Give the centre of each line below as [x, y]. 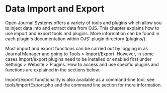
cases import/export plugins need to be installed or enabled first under [78, 59]
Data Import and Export [55, 9]
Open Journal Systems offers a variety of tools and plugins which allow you [83, 23]
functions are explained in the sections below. [53, 70]
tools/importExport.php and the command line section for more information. [83, 85]
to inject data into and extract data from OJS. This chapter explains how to [82, 28]
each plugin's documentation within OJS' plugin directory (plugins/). [76, 39]
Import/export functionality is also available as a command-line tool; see [80, 79]
